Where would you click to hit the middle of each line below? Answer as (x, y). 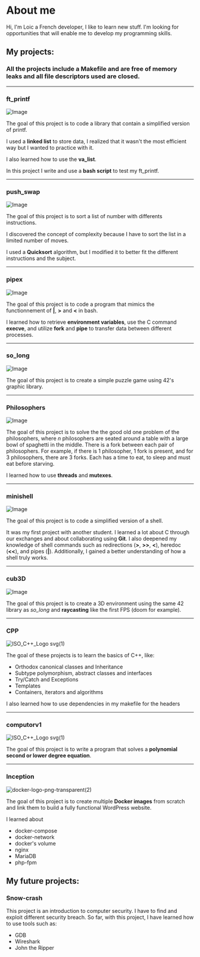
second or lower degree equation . (49, 755)
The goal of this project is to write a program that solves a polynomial (92, 750)
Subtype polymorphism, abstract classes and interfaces (83, 673)
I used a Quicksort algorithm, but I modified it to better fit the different (92, 252)
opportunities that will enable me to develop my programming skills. (89, 33)
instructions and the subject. (41, 258)
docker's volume (35, 843)
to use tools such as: (32, 924)
